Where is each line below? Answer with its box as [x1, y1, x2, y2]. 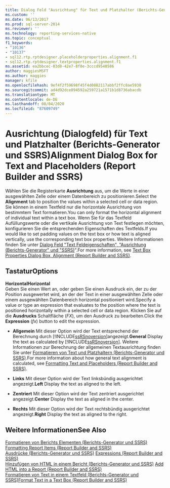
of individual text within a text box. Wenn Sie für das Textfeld [5, 215, 132, 221]
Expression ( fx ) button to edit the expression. [5, 318, 100, 324]
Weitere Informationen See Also [5, 426, 106, 434]
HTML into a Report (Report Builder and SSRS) [5, 466, 102, 472]
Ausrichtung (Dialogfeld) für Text [5, 128, 148, 140]
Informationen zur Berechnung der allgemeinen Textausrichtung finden [12, 344, 161, 350]
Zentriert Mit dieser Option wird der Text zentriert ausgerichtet [12, 390, 144, 396]
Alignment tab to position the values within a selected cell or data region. [5, 198, 158, 205]
